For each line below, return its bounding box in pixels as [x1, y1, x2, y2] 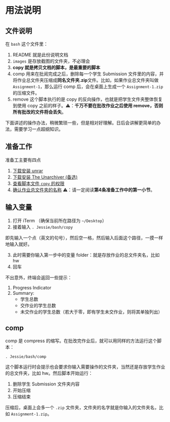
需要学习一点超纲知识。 [14, 126, 63, 132]
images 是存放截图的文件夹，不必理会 [12, 58, 90, 64]
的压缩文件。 [12, 90, 40, 96]
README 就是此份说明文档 [12, 52, 69, 57]
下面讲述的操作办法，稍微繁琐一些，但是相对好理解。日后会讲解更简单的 [5, 120, 156, 126]
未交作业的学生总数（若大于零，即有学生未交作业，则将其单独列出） [20, 309, 163, 315]
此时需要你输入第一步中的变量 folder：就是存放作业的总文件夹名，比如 [12, 252, 160, 258]
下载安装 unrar [12, 167, 43, 173]
